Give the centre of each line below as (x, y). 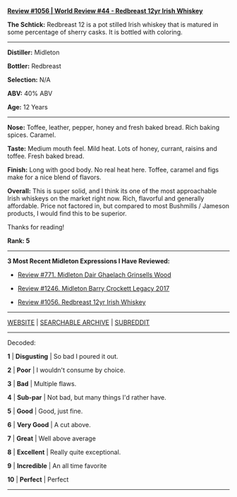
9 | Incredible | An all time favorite (57, 466)
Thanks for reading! (36, 227)
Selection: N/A (29, 80)
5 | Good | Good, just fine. (45, 411)
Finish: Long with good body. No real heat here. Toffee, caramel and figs (113, 170)
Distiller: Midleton (34, 52)
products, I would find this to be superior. (67, 213)
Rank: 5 (19, 241)
